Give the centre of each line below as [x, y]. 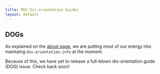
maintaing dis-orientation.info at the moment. [54, 52]
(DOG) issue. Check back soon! [37, 67]
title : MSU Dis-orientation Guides [42, 10]
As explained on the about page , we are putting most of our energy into [78, 46]
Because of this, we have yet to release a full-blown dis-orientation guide [80, 61]
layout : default [22, 14]
